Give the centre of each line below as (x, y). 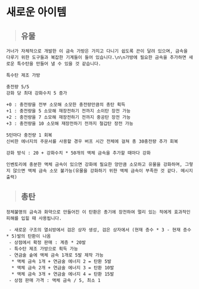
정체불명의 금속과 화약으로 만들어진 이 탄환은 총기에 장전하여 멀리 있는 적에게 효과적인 (98, 212)
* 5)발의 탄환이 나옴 (29, 236)
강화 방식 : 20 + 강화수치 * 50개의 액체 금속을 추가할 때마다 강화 (78, 153)
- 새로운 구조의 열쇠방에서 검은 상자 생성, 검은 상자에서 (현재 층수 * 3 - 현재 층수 (100, 230)
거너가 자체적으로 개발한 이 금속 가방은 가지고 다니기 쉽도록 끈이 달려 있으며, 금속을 (97, 51)
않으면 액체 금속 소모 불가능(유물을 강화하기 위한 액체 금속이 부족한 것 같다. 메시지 (103, 171)
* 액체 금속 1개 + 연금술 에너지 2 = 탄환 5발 (62, 261)
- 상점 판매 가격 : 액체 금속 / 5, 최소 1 (55, 280)
